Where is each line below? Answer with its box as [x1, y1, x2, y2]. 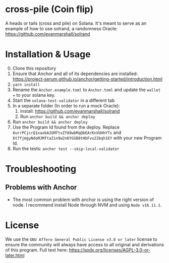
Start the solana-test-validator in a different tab [12, 97, 115, 103]
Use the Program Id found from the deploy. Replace [12, 124, 120, 130]
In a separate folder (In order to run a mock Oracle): [12, 102, 120, 109]
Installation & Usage [5, 49, 91, 60]
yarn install [12, 82, 40, 87]
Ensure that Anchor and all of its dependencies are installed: [12, 71, 138, 77]
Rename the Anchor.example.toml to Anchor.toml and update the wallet [12, 87, 161, 93]
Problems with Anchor [5, 183, 77, 192]
